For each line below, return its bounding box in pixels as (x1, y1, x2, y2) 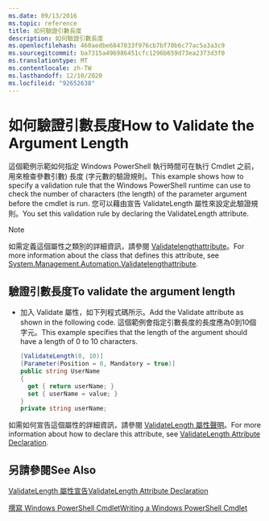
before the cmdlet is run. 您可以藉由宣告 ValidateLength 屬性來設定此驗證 (8, 199, 251, 209)
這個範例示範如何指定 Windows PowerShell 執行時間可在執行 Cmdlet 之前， (8, 162, 259, 172)
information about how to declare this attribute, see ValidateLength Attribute (8, 429, 260, 439)
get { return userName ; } (27, 382, 115, 391)
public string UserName (19, 367, 101, 375)
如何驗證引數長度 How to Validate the (8, 116, 255, 134)
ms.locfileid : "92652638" (8, 79, 95, 87)
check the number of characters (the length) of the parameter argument (8, 189, 247, 199)
